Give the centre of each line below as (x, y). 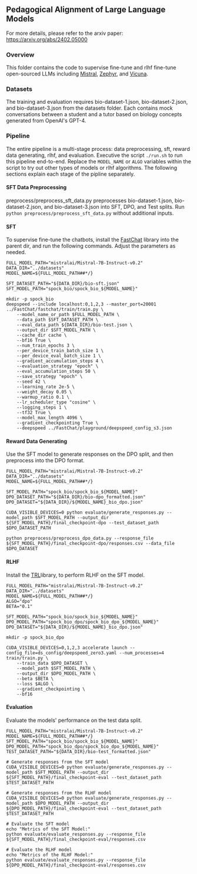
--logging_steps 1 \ (42, 408)
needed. (16, 252)
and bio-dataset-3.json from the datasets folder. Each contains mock (89, 108)
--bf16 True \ (34, 341)
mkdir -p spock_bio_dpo (35, 637)
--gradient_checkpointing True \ (58, 423)
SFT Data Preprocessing (36, 188)
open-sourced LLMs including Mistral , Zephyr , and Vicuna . (77, 74)
